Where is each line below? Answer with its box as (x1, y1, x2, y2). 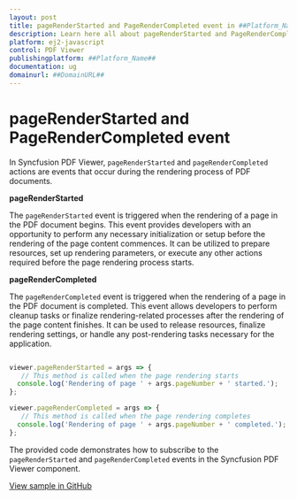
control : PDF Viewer (9, 46, 86, 55)
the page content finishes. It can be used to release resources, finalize (9, 319, 266, 330)
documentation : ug (9, 63, 77, 72)
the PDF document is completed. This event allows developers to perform (9, 300, 278, 311)
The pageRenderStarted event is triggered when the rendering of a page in (9, 210, 278, 220)
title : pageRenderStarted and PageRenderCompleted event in (9, 21, 236, 30)
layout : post (9, 12, 57, 22)
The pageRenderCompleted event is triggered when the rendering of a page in (9, 291, 286, 302)
